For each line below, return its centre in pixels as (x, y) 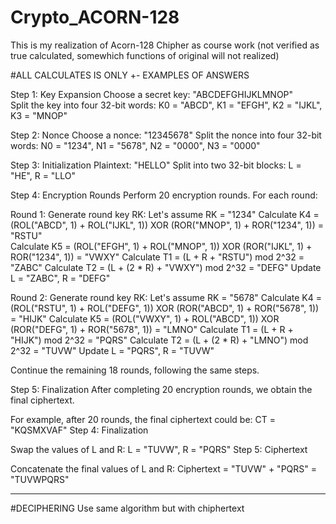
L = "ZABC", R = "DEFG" (60, 278)
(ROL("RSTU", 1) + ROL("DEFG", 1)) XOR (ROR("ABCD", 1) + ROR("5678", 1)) (165, 308)
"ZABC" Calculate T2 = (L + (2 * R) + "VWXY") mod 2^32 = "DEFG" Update (166, 267)
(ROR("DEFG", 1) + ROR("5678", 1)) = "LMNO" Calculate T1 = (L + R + (152, 329)
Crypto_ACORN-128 (95, 17)
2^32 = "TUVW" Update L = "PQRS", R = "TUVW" (112, 350)
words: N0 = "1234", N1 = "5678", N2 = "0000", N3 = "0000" (135, 145)
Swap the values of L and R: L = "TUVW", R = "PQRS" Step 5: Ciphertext (159, 449)
